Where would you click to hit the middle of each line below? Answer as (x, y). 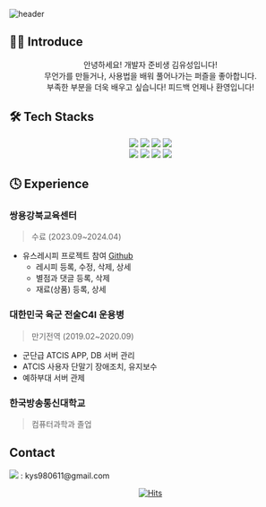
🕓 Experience (49, 184)
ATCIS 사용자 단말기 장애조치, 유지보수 (90, 366)
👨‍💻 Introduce (46, 42)
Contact (32, 453)
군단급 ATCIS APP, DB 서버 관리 (78, 355)
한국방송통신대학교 (47, 403)
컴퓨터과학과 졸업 (61, 424)
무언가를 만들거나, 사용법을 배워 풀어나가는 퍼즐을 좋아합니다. (150, 75)
